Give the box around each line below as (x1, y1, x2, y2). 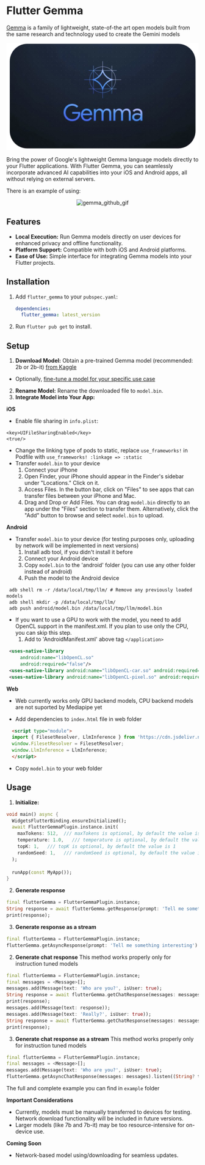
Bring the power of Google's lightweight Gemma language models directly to (6, 155, 199, 163)
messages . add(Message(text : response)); (6, 1005, 111, 1011)
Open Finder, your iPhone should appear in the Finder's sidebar (24, 473, 184, 480)
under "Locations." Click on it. (24, 479, 99, 487)
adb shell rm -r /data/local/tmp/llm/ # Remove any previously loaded (9, 587, 192, 593)
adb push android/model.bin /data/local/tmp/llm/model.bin (9, 605, 163, 612)
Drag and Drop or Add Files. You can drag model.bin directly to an (24, 499, 190, 506)
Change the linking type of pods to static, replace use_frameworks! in (15, 447, 188, 454)
